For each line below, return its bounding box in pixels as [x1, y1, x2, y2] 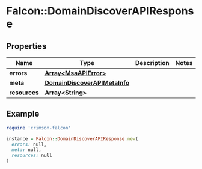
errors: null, [11, 141, 47, 147]
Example [6, 109, 40, 119]
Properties [6, 41, 47, 51]
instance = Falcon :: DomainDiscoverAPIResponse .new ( [6, 135, 138, 142]
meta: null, [11, 147, 42, 153]
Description [135, 59, 170, 67]
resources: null [11, 152, 52, 159]
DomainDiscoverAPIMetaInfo [44, 79, 130, 87]
